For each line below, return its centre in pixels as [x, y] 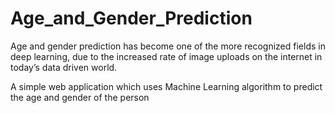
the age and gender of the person [80, 97]
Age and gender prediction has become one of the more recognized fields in [168, 46]
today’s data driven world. [64, 67]
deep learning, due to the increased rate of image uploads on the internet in [166, 56]
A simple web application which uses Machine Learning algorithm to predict [166, 86]
